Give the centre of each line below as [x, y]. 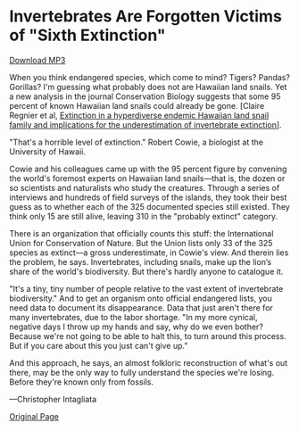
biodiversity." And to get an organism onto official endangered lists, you [141, 298]
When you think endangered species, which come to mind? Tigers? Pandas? [149, 77]
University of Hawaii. [48, 151]
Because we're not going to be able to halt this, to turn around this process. [148, 336]
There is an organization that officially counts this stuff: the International [141, 233]
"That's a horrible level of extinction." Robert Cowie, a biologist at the [136, 142]
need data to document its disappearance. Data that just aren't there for [141, 307]
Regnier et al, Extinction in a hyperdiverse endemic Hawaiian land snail [139, 115]
